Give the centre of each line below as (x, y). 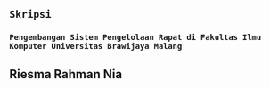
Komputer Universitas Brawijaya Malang (96, 46)
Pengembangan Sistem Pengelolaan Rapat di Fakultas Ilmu (135, 37)
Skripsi (30, 15)
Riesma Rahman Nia (66, 74)
